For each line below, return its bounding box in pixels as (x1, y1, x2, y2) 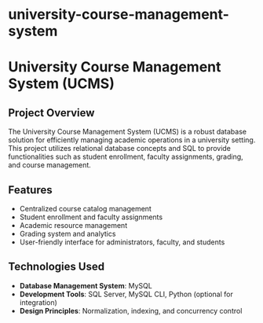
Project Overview (8, 106, 95, 119)
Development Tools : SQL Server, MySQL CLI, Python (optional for (19, 289, 233, 299)
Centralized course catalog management (19, 204, 152, 213)
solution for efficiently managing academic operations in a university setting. (8, 135, 256, 145)
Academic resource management (19, 221, 128, 229)
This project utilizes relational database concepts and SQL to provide (8, 144, 232, 153)
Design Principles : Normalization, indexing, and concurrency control (19, 306, 243, 315)
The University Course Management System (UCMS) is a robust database (8, 127, 247, 137)
